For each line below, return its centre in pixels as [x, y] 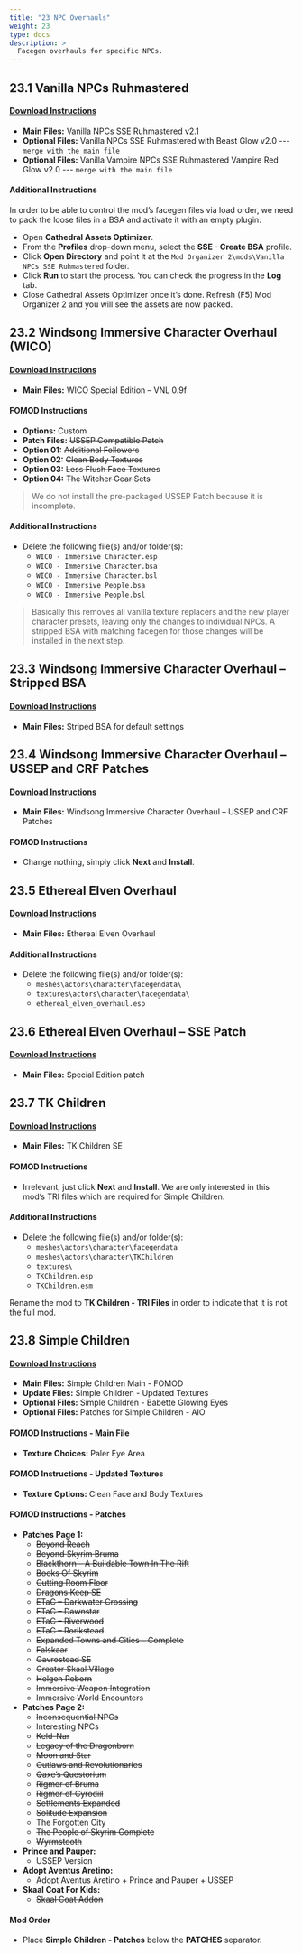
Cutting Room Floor [72, 1582]
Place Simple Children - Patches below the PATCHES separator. [142, 1940]
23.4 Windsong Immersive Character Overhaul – [148, 754]
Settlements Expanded [78, 1803]
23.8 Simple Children [70, 1340]
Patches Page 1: [53, 1534]
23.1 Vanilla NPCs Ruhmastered [99, 88]
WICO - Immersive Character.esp [96, 556]
